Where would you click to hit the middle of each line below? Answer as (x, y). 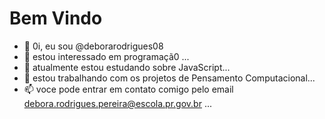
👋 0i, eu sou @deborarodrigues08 (93, 46)
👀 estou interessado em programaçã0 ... (106, 56)
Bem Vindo (56, 18)
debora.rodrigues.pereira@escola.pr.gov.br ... (118, 103)
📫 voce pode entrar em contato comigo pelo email (128, 89)
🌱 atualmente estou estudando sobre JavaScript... (127, 67)
